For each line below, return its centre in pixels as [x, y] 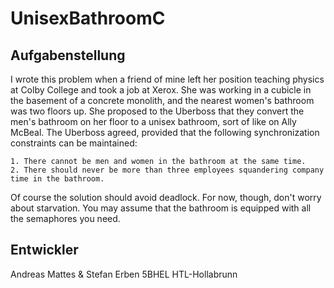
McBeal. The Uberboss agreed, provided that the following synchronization [165, 132]
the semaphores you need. [65, 218]
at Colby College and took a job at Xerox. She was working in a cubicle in [161, 90]
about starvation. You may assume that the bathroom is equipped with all [161, 208]
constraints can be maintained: [74, 143]
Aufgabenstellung [68, 55]
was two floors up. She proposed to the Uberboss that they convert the [157, 111]
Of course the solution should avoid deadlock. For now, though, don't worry [166, 197]
